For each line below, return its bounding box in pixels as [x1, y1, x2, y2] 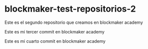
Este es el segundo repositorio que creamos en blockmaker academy [4, 19, 143, 25]
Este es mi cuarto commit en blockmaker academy [4, 38, 106, 44]
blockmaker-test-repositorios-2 [4, 3, 136, 15]
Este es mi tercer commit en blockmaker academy [4, 29, 105, 34]
